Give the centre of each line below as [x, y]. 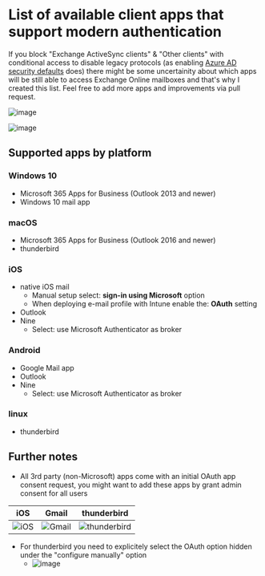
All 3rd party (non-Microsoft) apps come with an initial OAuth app [128, 476]
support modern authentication [115, 32]
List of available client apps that [116, 15]
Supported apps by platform [80, 153]
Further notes [43, 457]
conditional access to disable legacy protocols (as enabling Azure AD [123, 63]
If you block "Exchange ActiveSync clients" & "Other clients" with [116, 54]
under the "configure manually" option [83, 554]
